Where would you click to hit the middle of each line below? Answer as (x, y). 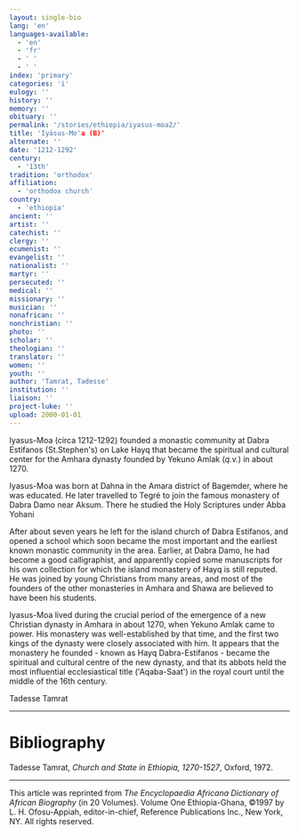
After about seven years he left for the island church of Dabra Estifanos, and (149, 531)
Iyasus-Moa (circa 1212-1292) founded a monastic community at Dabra (139, 440)
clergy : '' (29, 241)
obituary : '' (33, 117)
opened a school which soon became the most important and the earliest (143, 540)
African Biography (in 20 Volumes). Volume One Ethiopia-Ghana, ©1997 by (147, 802)
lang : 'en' (29, 26)
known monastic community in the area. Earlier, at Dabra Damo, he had (139, 550)
